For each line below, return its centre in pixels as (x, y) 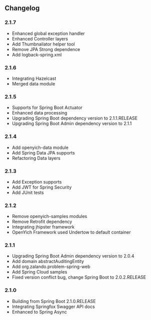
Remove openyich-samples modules (49, 216)
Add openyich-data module (40, 147)
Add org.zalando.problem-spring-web (51, 266)
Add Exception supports (37, 181)
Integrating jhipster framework (43, 227)
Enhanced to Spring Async (39, 311)
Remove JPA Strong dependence (46, 49)
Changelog (22, 8)
